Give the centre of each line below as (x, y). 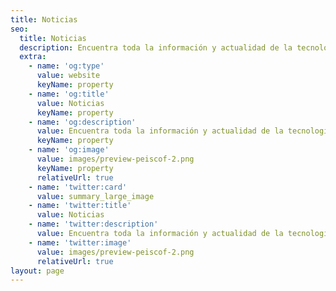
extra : (33, 57)
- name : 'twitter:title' (80, 206)
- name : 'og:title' (69, 94)
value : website (68, 76)
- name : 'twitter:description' (93, 224)
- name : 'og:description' (82, 122)
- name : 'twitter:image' (80, 242)
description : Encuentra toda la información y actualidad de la (156, 47)
